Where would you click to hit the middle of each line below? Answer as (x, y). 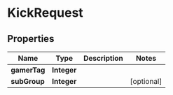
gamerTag (28, 70)
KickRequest (46, 13)
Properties (31, 39)
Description (103, 58)
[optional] (146, 81)
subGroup (28, 81)
